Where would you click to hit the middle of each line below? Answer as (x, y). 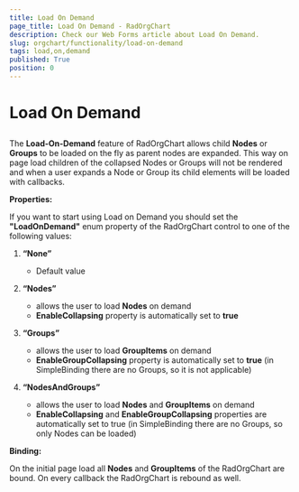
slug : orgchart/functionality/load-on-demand (96, 43)
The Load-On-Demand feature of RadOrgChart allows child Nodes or (138, 144)
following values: (41, 237)
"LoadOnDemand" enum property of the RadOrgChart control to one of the (149, 227)
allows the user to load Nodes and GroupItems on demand (145, 405)
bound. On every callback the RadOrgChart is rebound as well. (125, 478)
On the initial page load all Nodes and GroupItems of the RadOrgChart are (147, 469)
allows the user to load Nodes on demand (113, 306)
